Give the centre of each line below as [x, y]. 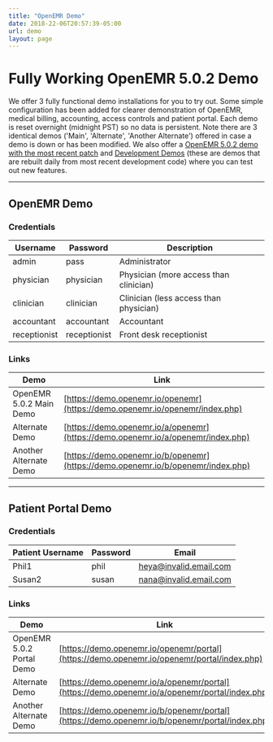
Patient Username [48, 552]
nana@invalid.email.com [185, 579]
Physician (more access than [174, 275]
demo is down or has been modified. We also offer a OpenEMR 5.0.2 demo [133, 145]
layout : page [30, 39]
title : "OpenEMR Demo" [47, 16]
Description [190, 247]
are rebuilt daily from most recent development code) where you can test [131, 162]
